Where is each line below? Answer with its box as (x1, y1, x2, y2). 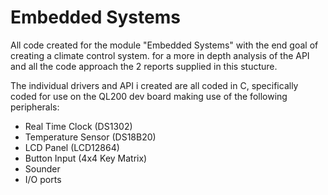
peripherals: (10, 101, 60, 113)
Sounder (24, 162, 61, 175)
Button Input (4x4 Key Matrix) (24, 152, 148, 164)
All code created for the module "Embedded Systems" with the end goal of (10, 39, 319, 51)
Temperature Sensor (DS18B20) (24, 131, 157, 143)
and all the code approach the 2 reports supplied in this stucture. (10, 60, 278, 72)
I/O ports (24, 173, 62, 185)
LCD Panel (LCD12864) (24, 141, 120, 153)
